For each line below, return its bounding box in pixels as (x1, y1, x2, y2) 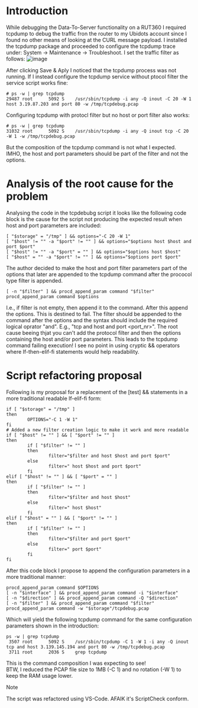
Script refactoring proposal (6, 369, 142, 383)
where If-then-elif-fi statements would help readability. (6, 348, 140, 355)
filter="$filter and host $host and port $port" (48, 453, 170, 459)
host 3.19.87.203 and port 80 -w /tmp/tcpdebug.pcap (6, 101, 139, 107)
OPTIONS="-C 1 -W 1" (27, 417, 78, 422)
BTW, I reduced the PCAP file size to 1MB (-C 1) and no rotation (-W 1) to (6, 665, 181, 673)
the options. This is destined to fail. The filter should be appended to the (6, 310, 182, 318)
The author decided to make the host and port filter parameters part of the (6, 264, 187, 271)
